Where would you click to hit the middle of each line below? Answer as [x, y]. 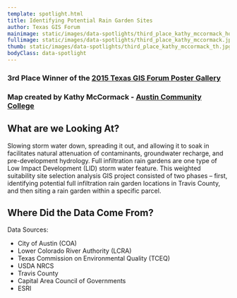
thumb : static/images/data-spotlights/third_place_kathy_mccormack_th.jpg [120, 47]
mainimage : [23, 34]
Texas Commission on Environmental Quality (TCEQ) [94, 258]
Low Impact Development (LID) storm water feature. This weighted [104, 168]
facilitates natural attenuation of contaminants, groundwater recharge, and [115, 153]
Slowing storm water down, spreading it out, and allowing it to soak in [108, 145]
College [21, 105]
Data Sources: [28, 230]
